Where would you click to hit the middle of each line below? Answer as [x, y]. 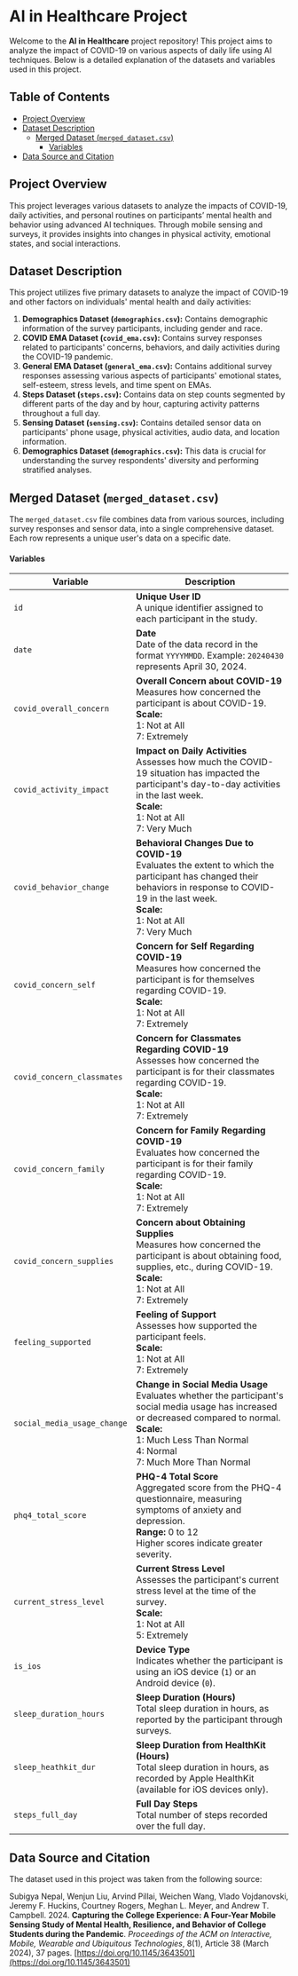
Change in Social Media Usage [202, 1385]
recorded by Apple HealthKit [195, 1779]
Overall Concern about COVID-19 [209, 681]
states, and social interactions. [65, 243]
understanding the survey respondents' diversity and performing [140, 461]
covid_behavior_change [61, 888]
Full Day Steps [167, 1804]
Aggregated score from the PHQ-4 [209, 1488]
